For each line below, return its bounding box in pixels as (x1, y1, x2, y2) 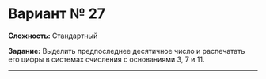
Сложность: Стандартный (8, 31, 98, 40)
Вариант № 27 (8, 5, 105, 23)
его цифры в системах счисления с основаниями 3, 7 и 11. (8, 55, 205, 64)
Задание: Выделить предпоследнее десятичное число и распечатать (8, 46, 245, 55)
